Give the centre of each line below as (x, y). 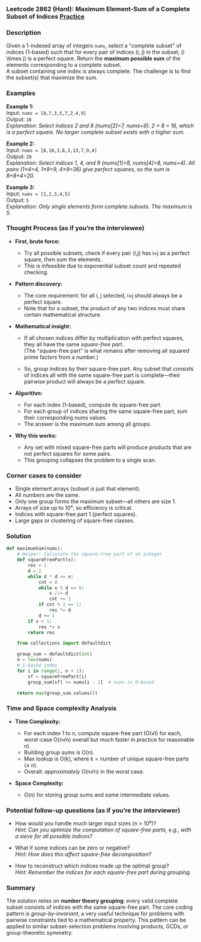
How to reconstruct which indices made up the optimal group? (92, 866)
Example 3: (20, 187)
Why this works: (36, 435)
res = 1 (37, 566)
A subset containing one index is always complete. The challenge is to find (98, 72)
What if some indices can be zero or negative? (72, 848)
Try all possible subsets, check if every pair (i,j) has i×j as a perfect (107, 253)
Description (24, 32)
